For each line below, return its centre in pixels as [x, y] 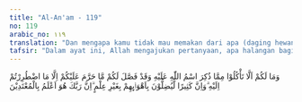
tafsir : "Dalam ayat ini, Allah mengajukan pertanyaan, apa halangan [142, 51]
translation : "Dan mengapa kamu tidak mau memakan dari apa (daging [140, 42]
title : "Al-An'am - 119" [56, 17]
